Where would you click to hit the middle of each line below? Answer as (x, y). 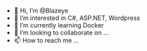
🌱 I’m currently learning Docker (59, 25)
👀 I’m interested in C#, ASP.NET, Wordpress (77, 18)
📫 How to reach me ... (46, 40)
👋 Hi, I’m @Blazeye (41, 11)
